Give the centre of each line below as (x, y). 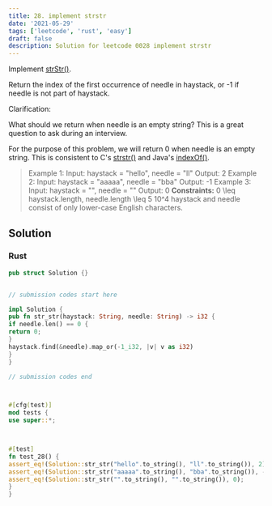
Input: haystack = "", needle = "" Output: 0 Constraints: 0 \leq (132, 190)
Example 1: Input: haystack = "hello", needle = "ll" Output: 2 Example (142, 173)
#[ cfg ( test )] (30, 406)
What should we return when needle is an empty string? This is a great (126, 125)
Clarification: (30, 109)
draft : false (30, 38)
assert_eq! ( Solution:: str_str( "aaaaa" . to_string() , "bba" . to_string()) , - (137, 472)
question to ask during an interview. (68, 134)
